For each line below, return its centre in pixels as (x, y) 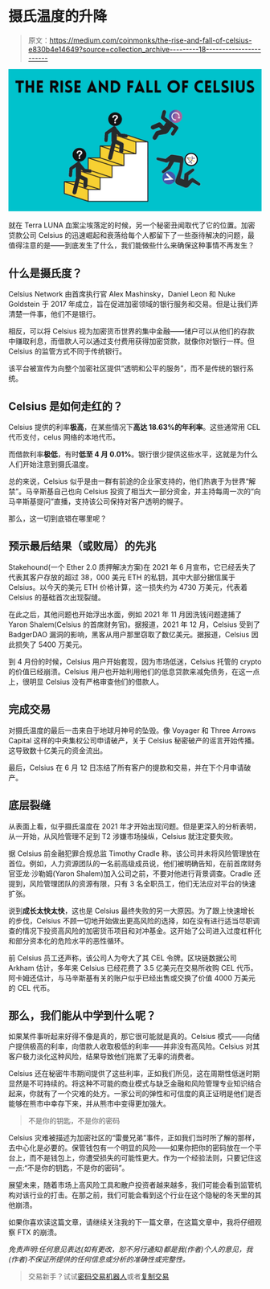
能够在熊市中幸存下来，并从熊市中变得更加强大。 (89, 1104)
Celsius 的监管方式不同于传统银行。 (67, 351)
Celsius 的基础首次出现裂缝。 (57, 597)
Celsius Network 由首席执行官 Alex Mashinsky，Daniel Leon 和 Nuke (122, 294)
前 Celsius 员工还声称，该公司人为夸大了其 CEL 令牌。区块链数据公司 (123, 958)
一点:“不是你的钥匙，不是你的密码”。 (69, 1168)
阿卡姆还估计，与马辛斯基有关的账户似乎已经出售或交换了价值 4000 (121, 978)
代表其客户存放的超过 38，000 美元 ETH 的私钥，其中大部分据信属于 (122, 577)
